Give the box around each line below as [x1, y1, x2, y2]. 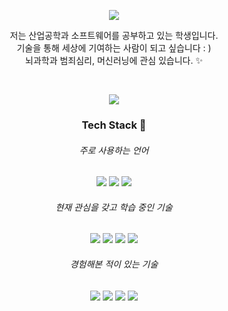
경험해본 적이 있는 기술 [69, 258, 159, 270]
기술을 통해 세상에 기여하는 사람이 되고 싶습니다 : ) [16, 42, 212, 54]
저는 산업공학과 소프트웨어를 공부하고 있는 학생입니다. [9, 30, 219, 41]
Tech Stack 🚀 [81, 118, 147, 132]
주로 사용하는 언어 [79, 144, 149, 156]
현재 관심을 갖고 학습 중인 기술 [55, 201, 173, 213]
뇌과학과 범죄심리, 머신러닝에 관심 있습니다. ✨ [25, 55, 203, 66]
